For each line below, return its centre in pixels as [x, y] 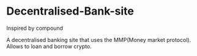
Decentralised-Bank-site [70, 11]
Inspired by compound [35, 28]
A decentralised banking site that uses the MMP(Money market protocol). [99, 40]
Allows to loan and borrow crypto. [49, 46]
